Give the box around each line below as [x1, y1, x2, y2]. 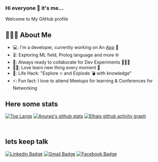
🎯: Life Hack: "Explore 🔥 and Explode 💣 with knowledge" [12, 70, 132, 76]
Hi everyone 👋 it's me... [5, 5, 64, 12]
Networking [12, 85, 37, 91]
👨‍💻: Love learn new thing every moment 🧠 [12, 65, 100, 71]
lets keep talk [5, 137, 49, 146]
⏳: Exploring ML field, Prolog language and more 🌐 [12, 52, 119, 58]
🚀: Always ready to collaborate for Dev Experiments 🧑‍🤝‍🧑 [12, 59, 131, 65]
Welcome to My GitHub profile [5, 16, 68, 22]
